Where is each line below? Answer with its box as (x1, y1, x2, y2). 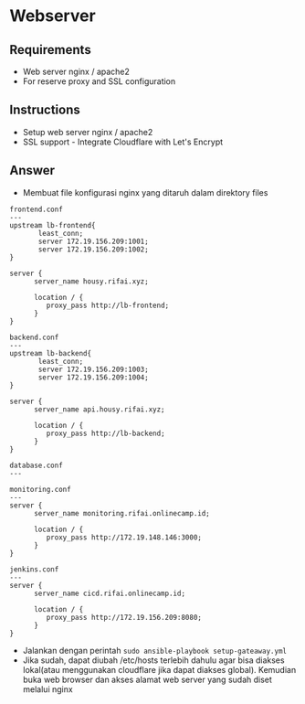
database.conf (9, 461, 64, 470)
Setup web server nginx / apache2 (22, 126, 153, 137)
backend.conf (9, 333, 59, 342)
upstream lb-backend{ (9, 348, 92, 357)
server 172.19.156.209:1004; (37, 372, 149, 382)
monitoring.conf (9, 485, 71, 494)
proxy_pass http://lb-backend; (46, 429, 166, 438)
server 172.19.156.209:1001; (37, 237, 149, 246)
